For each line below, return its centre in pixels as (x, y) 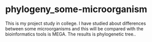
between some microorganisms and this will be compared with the (74, 28)
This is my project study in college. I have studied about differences (76, 23)
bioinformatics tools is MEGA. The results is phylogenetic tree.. (71, 34)
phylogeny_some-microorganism (76, 9)
